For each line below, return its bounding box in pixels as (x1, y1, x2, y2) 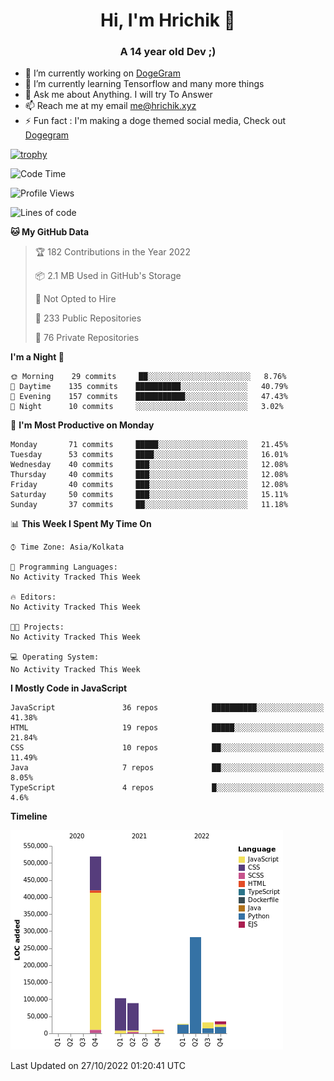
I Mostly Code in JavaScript (10, 682, 128, 694)
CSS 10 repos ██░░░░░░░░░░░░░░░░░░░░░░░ (10, 743, 325, 753)
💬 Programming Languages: (10, 562, 118, 573)
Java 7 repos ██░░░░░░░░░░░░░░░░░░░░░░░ (10, 763, 325, 773)
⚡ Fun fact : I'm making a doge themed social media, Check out (24, 115, 287, 127)
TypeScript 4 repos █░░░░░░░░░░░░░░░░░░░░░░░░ (10, 783, 325, 793)
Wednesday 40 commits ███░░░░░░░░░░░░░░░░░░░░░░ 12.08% (10, 460, 288, 470)
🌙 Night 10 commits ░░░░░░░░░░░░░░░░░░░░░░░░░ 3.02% (10, 402, 284, 412)
